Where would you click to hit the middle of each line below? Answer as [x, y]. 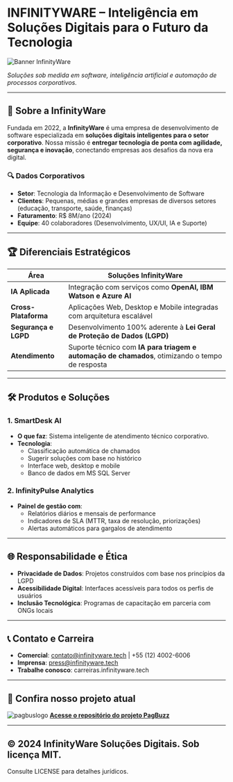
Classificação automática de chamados [84, 451]
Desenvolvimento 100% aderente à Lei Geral [142, 327]
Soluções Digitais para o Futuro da [108, 27]
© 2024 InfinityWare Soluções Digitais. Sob [103, 743]
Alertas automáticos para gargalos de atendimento [100, 528]
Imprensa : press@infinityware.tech [68, 663]
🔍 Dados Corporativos [46, 175]
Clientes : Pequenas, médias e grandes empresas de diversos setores [116, 201]
